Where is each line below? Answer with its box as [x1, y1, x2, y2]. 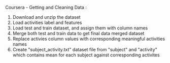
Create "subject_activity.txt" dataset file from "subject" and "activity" [12, 47, 157, 52]
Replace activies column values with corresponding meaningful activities [12, 36, 165, 42]
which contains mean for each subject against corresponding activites [12, 52, 160, 58]
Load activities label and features [12, 20, 82, 25]
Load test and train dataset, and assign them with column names [12, 25, 148, 31]
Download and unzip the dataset [12, 14, 81, 20]
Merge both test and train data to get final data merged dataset [12, 30, 145, 36]
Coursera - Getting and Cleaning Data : [5, 5, 87, 10]
